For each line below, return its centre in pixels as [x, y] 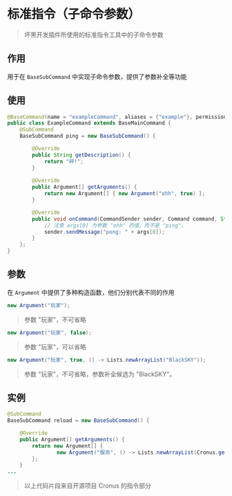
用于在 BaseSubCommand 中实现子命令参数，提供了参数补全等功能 [97, 76]
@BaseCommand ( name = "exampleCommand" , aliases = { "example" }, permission [117, 117]
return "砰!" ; [64, 161]
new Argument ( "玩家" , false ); [49, 333]
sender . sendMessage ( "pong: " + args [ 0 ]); [105, 232]
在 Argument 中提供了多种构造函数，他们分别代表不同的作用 [91, 292]
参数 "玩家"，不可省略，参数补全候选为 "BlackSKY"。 [100, 374]
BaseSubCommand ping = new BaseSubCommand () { [88, 136]
